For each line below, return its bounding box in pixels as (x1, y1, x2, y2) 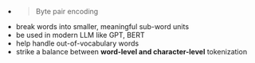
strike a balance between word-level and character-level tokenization (15, 47, 248, 56)
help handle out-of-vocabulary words (15, 39, 139, 48)
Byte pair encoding (35, 7, 99, 16)
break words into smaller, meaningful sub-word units (15, 22, 190, 31)
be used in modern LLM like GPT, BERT (15, 31, 145, 39)
